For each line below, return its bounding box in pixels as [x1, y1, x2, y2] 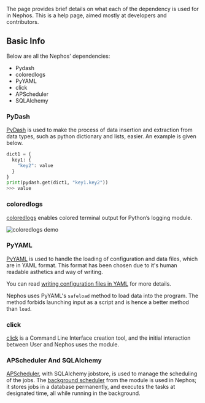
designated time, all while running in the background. [6, 389, 141, 397]
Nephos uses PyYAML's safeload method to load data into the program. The [6, 292, 198, 299]
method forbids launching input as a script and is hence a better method [6, 298, 189, 306]
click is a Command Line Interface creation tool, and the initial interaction [6, 334, 191, 342]
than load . [6, 305, 32, 312]
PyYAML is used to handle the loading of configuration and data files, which [6, 255, 198, 262]
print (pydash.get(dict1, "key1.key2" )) [6, 179, 109, 186]
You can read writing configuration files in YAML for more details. [6, 280, 172, 288]
